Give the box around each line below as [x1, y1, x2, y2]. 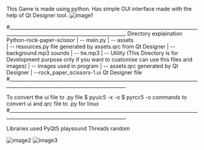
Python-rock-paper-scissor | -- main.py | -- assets [6, 37, 134, 43]
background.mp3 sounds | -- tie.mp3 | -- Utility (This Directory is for [6, 49, 179, 57]
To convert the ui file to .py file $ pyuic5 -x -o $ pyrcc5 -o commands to [6, 94, 188, 101]
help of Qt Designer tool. [6, 12, 68, 19]
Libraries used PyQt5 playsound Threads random [6, 125, 130, 132]
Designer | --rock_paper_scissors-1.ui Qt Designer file [6, 69, 142, 76]
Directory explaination [127, 30, 183, 37]
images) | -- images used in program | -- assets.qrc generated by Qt [6, 62, 179, 70]
